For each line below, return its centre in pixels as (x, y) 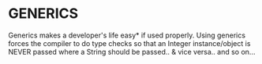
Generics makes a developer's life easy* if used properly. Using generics (127, 35)
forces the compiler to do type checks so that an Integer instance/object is (129, 43)
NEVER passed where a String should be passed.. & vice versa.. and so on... (132, 52)
